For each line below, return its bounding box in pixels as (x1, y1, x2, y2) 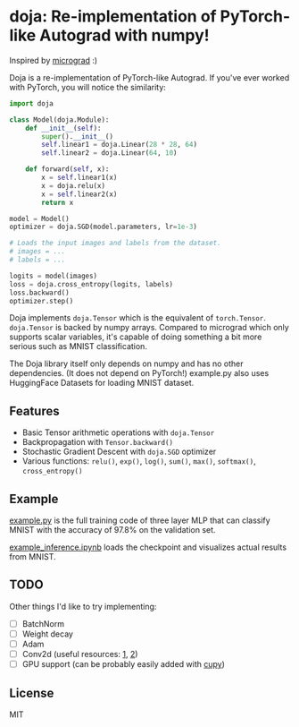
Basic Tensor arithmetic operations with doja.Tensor (21, 427, 215, 438)
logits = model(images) (9, 271, 98, 280)
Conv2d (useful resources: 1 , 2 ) (21, 649, 138, 660)
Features (9, 403, 60, 418)
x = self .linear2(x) (41, 190, 118, 199)
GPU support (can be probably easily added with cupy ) (21, 659, 226, 670)
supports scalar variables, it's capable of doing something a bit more (9, 331, 262, 342)
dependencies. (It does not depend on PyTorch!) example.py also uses (9, 368, 270, 379)
